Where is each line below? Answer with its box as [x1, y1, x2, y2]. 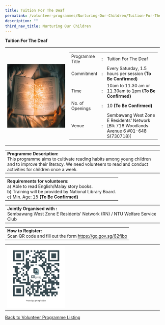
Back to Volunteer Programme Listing [5, 314, 81, 320]
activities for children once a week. [7, 166, 78, 172]
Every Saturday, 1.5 [107, 66, 147, 71]
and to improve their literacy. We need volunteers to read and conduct [7, 161, 148, 167]
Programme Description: [7, 150, 59, 156]
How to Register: [7, 228, 42, 234]
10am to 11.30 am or [107, 83, 150, 89]
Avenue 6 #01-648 [107, 128, 147, 134]
